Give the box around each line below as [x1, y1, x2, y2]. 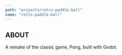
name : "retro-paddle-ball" [5, 12, 62, 17]
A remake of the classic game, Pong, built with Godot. [5, 44, 117, 50]
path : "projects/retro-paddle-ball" [5, 7, 83, 13]
